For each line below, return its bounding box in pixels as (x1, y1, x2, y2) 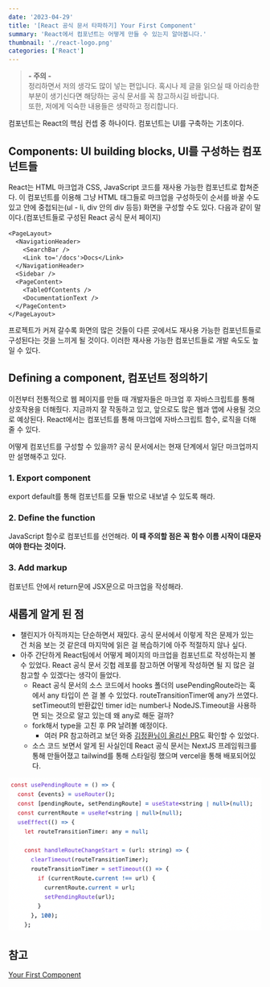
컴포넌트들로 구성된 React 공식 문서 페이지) (25, 212, 162, 222)
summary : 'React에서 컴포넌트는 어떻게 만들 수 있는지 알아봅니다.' (8, 30, 207, 38)
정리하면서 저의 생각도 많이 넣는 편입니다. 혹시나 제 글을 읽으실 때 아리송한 (27, 81, 260, 91)
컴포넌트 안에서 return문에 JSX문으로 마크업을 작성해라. (8, 581, 183, 591)
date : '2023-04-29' (8, 13, 74, 21)
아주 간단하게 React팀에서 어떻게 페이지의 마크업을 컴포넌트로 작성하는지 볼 (19, 650, 256, 660)
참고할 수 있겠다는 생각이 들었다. (19, 670, 121, 680)
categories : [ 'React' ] (8, 47, 84, 56)
